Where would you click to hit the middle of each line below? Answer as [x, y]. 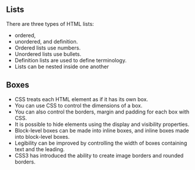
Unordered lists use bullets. [48, 54]
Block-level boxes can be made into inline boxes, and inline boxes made [102, 130]
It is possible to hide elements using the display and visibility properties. [102, 124]
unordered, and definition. [46, 41]
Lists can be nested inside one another [62, 66]
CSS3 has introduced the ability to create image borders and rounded [99, 155]
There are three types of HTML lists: [50, 24]
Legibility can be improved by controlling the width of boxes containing [101, 143]
